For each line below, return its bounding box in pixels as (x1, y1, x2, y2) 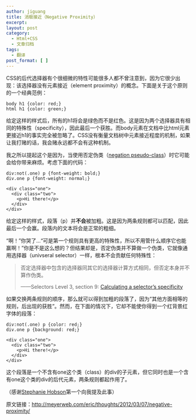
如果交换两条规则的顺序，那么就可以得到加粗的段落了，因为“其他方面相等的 (6, 295, 188, 302)
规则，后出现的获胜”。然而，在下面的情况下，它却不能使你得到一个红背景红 (6, 302, 188, 309)
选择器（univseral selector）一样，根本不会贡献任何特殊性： (11, 251, 157, 258)
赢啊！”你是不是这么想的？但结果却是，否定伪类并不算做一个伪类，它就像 (6, 244, 183, 251)
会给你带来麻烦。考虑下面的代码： (6, 159, 88, 166)
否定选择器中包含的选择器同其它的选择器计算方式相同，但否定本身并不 (20, 264, 190, 271)
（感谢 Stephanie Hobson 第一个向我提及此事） (6, 388, 118, 395)
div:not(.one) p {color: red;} (6, 322, 82, 327)
